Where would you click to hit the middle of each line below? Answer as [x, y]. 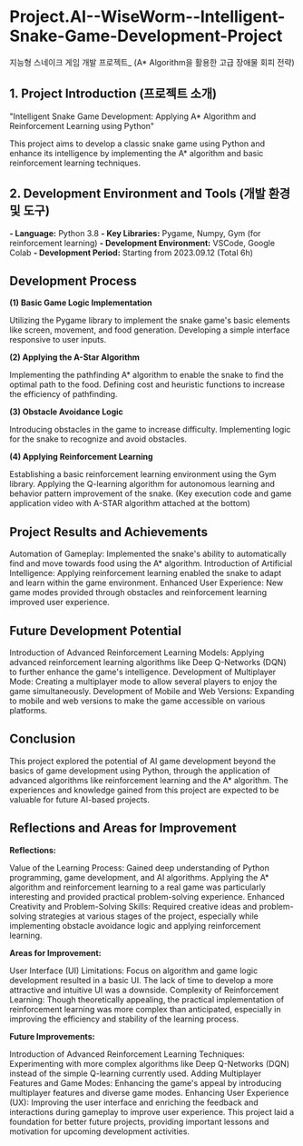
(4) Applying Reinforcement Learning [81, 457]
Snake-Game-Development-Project [146, 36]
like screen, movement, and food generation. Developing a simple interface [150, 330]
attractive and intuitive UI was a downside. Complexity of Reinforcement [144, 990]
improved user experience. [60, 603]
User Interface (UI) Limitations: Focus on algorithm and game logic [134, 971]
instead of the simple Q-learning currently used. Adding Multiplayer [135, 1073]
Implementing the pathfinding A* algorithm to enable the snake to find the [147, 375]
